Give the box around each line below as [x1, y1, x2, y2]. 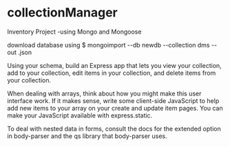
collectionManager [7, 5, 118, 21]
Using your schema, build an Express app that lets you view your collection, [7, 61, 222, 69]
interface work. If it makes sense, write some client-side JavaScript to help [7, 96, 220, 104]
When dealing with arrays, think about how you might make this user [7, 89, 202, 98]
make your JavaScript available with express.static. [7, 111, 153, 120]
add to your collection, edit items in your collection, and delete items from [7, 69, 216, 77]
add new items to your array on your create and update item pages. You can [7, 104, 223, 112]
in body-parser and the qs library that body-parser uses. [7, 132, 167, 140]
